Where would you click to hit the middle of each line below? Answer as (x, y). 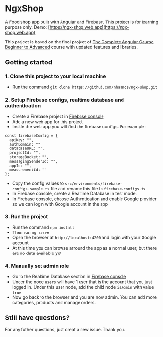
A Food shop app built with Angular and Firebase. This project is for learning (82, 22)
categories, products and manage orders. (54, 302)
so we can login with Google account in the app (60, 204)
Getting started (29, 62)
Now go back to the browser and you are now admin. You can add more (84, 297)
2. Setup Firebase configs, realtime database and (65, 100)
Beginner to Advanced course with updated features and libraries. (71, 47)
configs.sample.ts (31, 189)
